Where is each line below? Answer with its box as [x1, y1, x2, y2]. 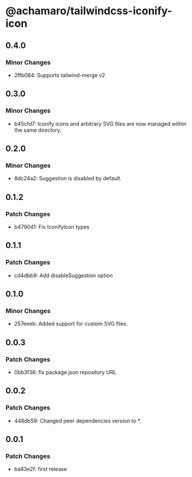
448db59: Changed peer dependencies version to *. [14, 417, 141, 424]
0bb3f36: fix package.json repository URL [14, 369, 116, 376]
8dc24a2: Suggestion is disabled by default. [14, 175, 122, 182]
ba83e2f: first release [14, 466, 67, 473]
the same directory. [14, 126, 62, 133]
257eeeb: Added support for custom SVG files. [14, 320, 128, 327]
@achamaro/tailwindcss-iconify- [5, 4, 173, 18]
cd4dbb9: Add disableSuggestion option [14, 272, 113, 279]
